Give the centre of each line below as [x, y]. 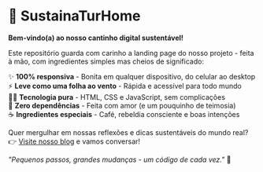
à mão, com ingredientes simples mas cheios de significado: [106, 61]
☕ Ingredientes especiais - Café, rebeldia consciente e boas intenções [124, 114]
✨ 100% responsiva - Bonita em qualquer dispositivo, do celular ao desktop [132, 76]
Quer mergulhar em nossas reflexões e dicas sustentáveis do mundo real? [128, 132]
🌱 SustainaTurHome [74, 16]
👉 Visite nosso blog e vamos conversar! [74, 141]
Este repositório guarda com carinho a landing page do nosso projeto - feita [131, 53]
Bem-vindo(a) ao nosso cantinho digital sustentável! [96, 38]
